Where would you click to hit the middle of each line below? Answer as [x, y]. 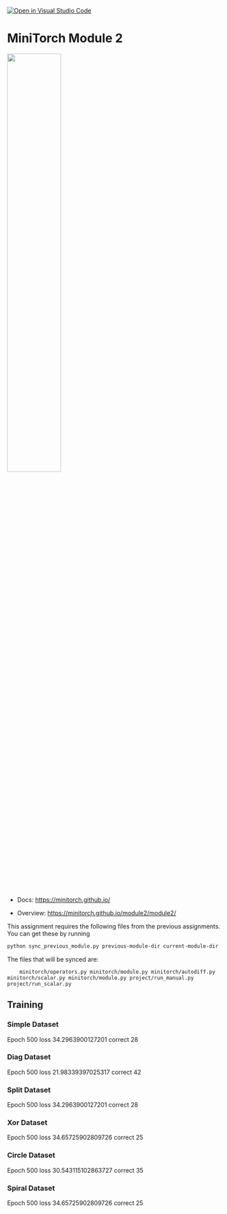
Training [25, 1005]
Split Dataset [29, 1090]
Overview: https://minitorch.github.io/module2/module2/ [96, 913]
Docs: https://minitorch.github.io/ [64, 900]
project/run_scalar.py [39, 984]
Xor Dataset [27, 1123]
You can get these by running [49, 933]
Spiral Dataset [31, 1188]
